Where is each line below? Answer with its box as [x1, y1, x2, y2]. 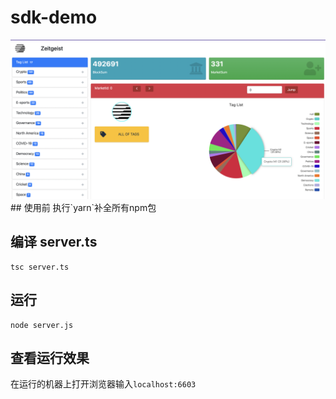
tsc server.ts [10, 262, 70, 272]
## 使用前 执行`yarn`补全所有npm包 [10, 201, 157, 213]
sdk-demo [10, 6, 98, 29]
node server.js [10, 320, 74, 330]
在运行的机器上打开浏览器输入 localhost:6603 [10, 378, 197, 390]
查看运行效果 [10, 349, 90, 366]
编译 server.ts [10, 234, 98, 251]
